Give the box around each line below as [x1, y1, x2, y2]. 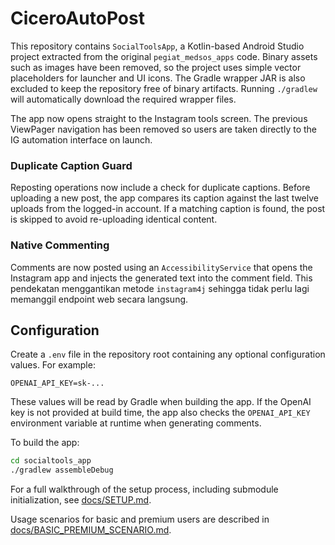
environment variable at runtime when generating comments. [10, 417, 262, 429]
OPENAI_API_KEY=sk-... [10, 378, 105, 389]
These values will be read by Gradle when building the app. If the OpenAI [10, 396, 312, 408]
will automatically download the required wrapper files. [10, 93, 237, 105]
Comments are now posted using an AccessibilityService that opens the [10, 261, 313, 273]
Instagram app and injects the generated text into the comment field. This [10, 272, 313, 284]
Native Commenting [10, 238, 110, 252]
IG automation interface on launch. [10, 133, 153, 146]
